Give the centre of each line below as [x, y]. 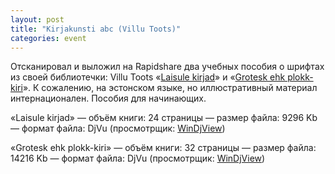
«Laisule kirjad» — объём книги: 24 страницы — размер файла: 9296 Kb [164, 118]
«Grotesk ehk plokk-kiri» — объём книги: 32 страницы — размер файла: [163, 148]
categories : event [48, 38]
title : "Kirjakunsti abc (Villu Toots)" [96, 29]
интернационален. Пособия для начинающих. [108, 98]
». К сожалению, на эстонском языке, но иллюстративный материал [170, 88]
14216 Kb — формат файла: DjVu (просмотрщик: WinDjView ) [138, 158]
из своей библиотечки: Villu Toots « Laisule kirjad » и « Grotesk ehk [148, 77]
